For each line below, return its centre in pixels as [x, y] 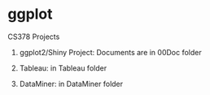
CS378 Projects [34, 37]
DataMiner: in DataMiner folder [71, 84]
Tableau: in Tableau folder [63, 68]
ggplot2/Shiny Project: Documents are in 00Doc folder [110, 52]
